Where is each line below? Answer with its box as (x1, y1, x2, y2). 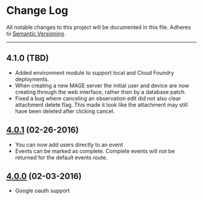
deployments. (14, 75, 50, 83)
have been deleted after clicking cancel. (14, 107, 115, 114)
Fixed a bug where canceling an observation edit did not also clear (14, 95, 181, 102)
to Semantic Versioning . (6, 30, 66, 37)
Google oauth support (14, 187, 70, 195)
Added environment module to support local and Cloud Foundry (14, 69, 174, 76)
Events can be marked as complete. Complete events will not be (14, 147, 175, 154)
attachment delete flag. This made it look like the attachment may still (14, 101, 188, 108)
